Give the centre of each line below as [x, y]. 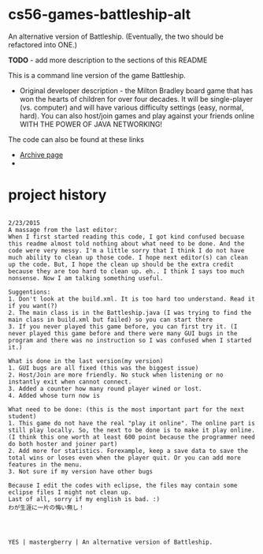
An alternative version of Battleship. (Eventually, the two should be [116, 36]
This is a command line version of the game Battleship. [97, 75]
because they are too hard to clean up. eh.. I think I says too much [126, 271]
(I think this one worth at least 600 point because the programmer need [132, 437]
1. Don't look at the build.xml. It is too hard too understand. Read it [132, 299]
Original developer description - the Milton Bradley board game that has [136, 90]
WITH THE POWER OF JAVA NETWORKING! [91, 124]
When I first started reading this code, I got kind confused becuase [126, 237]
